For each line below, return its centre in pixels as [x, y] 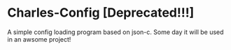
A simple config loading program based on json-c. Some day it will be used [115, 32]
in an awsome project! [39, 39]
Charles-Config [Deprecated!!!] [101, 13]
